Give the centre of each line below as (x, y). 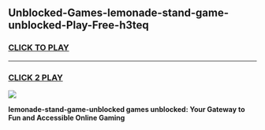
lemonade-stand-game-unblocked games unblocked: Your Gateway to (127, 109)
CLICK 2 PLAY (35, 77)
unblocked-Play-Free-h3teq (79, 26)
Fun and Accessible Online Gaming (67, 117)
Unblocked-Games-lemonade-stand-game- (119, 13)
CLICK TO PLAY (39, 48)
